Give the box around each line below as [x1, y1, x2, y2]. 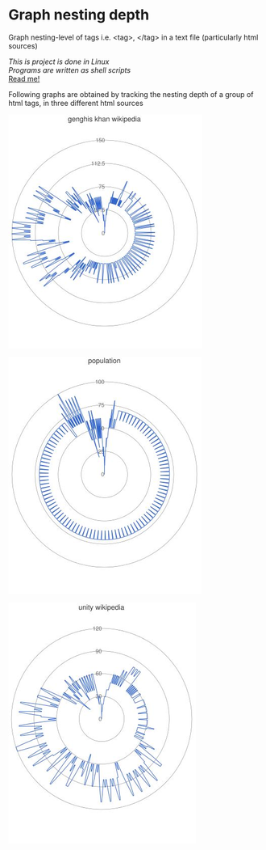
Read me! [8, 74, 40, 83]
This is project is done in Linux [8, 57, 110, 66]
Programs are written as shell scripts [8, 65, 131, 74]
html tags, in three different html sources [8, 98, 143, 108]
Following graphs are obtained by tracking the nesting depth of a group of [8, 89, 254, 99]
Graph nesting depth [8, 6, 150, 24]
